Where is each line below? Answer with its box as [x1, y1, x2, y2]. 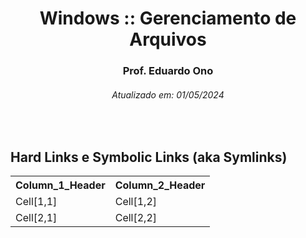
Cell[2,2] [114, 211, 157, 225]
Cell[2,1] [15, 211, 58, 225]
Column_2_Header [114, 178, 206, 192]
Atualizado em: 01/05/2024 [111, 88, 225, 101]
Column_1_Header [15, 178, 106, 192]
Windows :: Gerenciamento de [39, 7, 297, 30]
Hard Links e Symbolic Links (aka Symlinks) [10, 148, 288, 166]
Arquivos [129, 28, 207, 51]
